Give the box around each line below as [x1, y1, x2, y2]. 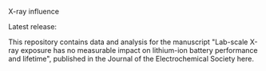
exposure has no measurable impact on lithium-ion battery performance [20, 46, 258, 54]
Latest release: [8, 22, 58, 31]
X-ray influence [8, 7, 60, 16]
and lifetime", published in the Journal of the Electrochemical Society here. [8, 54, 254, 63]
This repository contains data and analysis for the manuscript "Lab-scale [8, 37, 248, 47]
